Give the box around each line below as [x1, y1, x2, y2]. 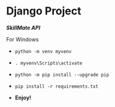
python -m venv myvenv [14, 48, 72, 55]
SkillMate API [6, 24, 41, 31]
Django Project [6, 4, 82, 18]
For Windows [6, 35, 39, 43]
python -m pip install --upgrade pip [14, 72, 110, 78]
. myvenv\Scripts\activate [14, 60, 83, 66]
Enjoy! [14, 94, 32, 101]
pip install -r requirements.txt [14, 83, 99, 90]
